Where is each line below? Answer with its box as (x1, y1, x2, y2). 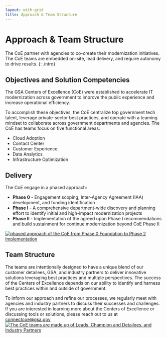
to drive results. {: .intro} (5, 61, 56, 67)
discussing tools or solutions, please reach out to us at (5, 311, 118, 317)
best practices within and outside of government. (5, 285, 107, 291)
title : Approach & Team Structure (5, 12, 78, 17)
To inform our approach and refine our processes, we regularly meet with (5, 295, 157, 301)
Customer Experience (12, 146, 58, 152)
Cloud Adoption (12, 135, 45, 141)
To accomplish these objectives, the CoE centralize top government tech (5, 109, 155, 116)
